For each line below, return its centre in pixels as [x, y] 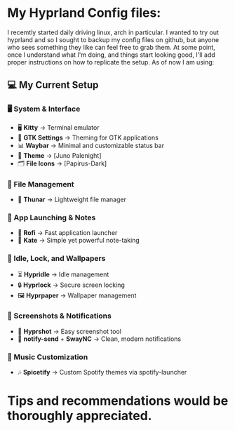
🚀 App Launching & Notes [52, 217]
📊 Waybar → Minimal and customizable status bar [91, 145]
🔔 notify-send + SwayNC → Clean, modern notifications [99, 339]
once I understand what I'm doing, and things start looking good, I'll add [111, 55]
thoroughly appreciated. [80, 416]
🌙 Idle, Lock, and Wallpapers [56, 259]
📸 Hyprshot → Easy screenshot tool [69, 331]
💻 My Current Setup [53, 85]
